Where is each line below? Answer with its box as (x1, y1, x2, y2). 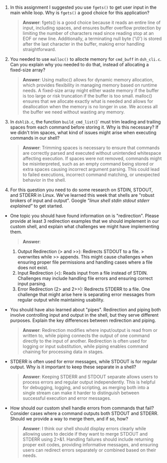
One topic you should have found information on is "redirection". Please (10, 213, 159, 219)
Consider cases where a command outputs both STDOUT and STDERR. (10, 410, 159, 416)
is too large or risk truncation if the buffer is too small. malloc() (22, 93, 152, 99)
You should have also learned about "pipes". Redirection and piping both (10, 307, 161, 313)
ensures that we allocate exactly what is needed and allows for (22, 98, 153, 104)
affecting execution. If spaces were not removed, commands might (22, 155, 162, 161)
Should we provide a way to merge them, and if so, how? (10, 416, 129, 422)
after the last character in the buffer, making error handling (22, 41, 145, 47)
